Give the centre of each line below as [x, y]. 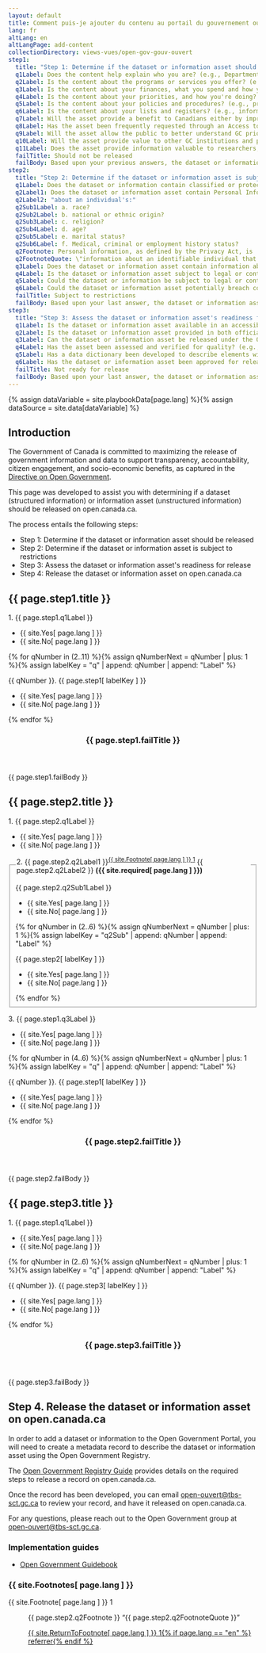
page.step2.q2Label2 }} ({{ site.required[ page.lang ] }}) [110, 870]
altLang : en [28, 38]
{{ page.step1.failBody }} [48, 777]
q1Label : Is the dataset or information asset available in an [122, 325]
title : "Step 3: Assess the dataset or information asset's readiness [134, 318]
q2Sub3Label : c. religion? [60, 222]
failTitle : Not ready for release [72, 369]
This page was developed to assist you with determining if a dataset [120, 492]
